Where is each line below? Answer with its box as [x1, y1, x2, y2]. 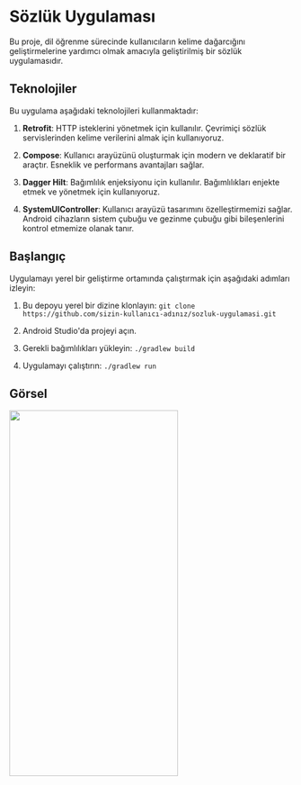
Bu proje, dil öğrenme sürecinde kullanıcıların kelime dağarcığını [9, 36, 245, 47]
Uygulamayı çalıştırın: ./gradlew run [22, 360, 157, 371]
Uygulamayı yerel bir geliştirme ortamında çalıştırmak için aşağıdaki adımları [9, 273, 290, 284]
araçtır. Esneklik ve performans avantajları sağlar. [22, 159, 205, 170]
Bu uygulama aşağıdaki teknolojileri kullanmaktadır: [9, 105, 199, 116]
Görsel [9, 385, 48, 402]
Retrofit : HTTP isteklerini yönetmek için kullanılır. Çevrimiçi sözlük [22, 122, 267, 133]
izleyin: [9, 282, 36, 293]
